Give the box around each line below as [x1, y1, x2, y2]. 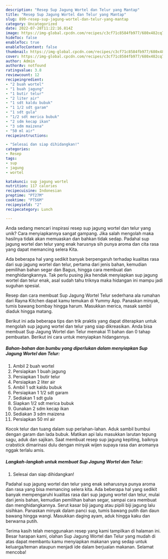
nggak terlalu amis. [5, 447, 45, 453]
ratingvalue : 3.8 [5, 68, 42, 73]
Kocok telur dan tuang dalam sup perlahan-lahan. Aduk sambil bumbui [5, 426, 151, 432]
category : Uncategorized [5, 21, 57, 27]
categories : [5, 147, 30, 152]
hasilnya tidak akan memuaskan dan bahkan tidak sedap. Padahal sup [5, 236, 150, 242]
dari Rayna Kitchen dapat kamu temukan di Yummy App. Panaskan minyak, [5, 297, 160, 303]
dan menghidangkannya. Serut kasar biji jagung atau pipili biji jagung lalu [5, 502, 155, 508]
